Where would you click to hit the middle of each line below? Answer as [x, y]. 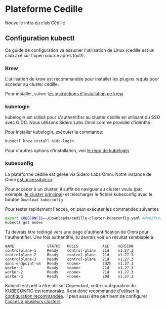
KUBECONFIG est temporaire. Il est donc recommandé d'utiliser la [72, 291]
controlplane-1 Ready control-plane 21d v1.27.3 [69, 251]
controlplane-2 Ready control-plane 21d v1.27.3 [69, 255]
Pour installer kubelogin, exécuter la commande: [54, 132]
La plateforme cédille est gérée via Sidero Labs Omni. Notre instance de [78, 174]
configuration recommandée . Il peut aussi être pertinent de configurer [76, 296]
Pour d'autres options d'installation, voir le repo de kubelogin [67, 151]
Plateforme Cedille [44, 9]
